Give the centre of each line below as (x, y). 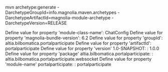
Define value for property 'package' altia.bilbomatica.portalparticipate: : (79, 54)
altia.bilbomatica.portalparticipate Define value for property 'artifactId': (78, 43)
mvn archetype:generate (31, 7)
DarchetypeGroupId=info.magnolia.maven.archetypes (61, 12)
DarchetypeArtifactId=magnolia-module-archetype (58, 18)
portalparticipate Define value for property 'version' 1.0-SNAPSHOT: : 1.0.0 (82, 48)
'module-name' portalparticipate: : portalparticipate (58, 64)
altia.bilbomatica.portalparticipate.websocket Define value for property (78, 59)
